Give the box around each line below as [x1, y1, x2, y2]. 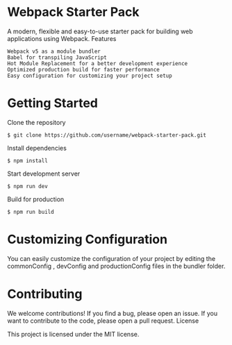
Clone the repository [7, 118, 66, 126]
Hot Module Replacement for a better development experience [7, 60, 188, 67]
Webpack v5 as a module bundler [7, 48, 101, 55]
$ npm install [7, 157, 49, 164]
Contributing [7, 286, 83, 302]
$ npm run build [7, 208, 54, 215]
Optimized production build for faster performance [7, 66, 160, 73]
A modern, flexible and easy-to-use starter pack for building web [7, 27, 193, 35]
